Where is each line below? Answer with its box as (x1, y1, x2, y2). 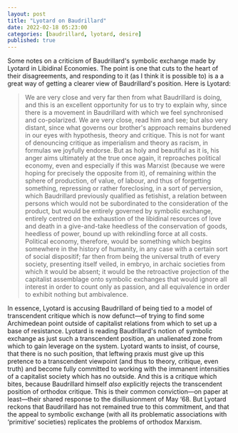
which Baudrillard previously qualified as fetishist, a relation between (24, 192, 227, 200)
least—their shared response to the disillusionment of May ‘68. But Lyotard (7, 395, 227, 404)
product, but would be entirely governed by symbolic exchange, (24, 207, 213, 215)
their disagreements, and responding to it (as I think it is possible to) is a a (7, 72, 224, 81)
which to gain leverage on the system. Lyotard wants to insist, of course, (7, 342, 220, 350)
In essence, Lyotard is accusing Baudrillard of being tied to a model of (7, 304, 212, 312)
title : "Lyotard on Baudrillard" (7, 17, 107, 24)
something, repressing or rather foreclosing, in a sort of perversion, (24, 184, 223, 193)
